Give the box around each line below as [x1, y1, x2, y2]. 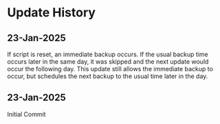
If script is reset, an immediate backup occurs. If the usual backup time [7, 50, 208, 58]
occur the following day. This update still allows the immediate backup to [7, 65, 213, 73]
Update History [7, 5, 96, 21]
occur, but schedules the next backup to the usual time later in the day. [7, 72, 208, 80]
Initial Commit [7, 110, 46, 118]
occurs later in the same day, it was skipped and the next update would [7, 58, 209, 66]
